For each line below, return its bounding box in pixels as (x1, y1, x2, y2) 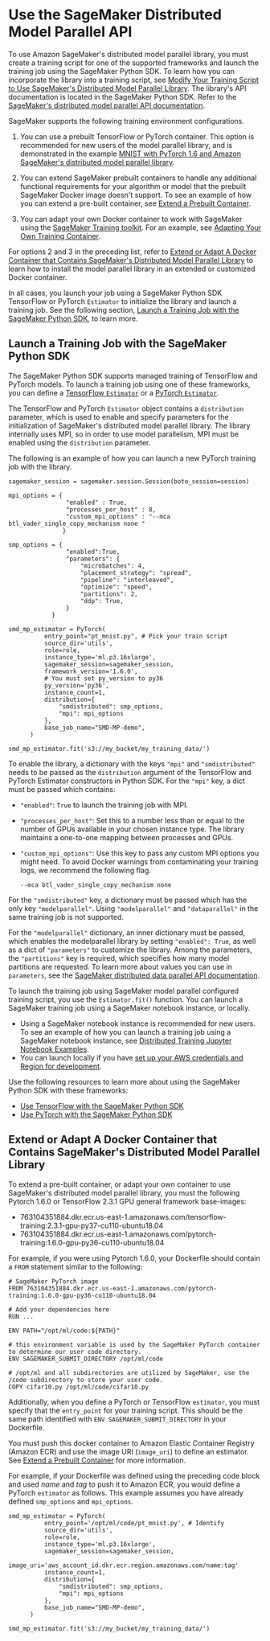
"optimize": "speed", (80, 583, 153, 591)
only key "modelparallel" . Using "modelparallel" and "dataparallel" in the (8, 903, 259, 913)
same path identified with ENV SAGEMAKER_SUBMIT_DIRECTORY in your (8, 1413, 227, 1424)
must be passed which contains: (8, 784, 116, 794)
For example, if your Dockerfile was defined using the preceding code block (8, 1471, 260, 1480)
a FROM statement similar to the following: (8, 1262, 143, 1271)
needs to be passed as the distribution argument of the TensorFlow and (8, 767, 252, 777)
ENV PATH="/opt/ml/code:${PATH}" (8, 1327, 121, 1335)
